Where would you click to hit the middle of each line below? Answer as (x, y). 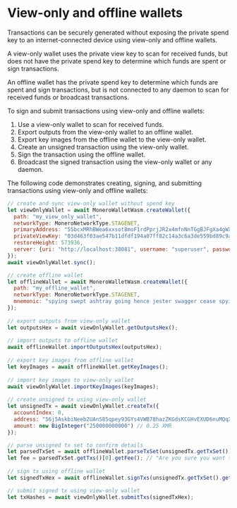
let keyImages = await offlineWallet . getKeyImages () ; (88, 367)
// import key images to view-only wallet (71, 380)
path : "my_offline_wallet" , (55, 288)
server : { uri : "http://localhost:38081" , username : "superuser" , (112, 249)
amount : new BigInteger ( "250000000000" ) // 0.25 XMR (93, 426)
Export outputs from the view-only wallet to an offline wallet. (105, 132)
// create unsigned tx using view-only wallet (77, 399)
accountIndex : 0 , (39, 413)
